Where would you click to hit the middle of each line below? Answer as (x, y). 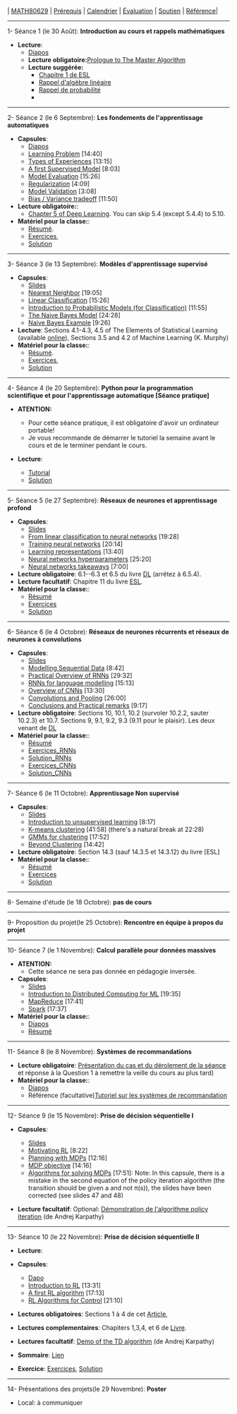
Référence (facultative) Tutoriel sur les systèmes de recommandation (128, 1095)
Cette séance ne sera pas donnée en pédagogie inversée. (112, 971)
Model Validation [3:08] (62, 191)
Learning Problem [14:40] (65, 154)
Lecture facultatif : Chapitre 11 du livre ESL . (80, 581)
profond (19, 508)
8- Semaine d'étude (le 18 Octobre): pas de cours (80, 902)
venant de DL (37, 728)
